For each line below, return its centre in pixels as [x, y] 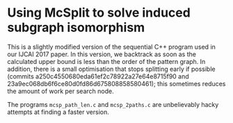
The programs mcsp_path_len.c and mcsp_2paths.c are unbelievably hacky [113, 104]
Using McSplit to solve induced [99, 13]
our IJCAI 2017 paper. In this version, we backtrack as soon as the [102, 54]
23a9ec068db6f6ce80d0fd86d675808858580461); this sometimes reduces [116, 83]
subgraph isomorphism [76, 27]
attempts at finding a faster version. [58, 112]
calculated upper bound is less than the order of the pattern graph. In [106, 61]
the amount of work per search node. [61, 91]
